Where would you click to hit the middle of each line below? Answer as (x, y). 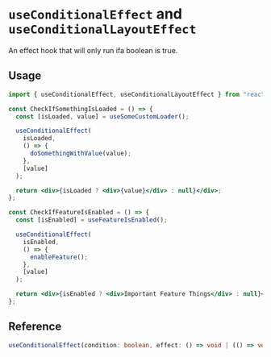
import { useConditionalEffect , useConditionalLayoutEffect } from (124, 94)
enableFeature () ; (59, 257)
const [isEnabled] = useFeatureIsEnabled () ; (92, 220)
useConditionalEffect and (96, 14)
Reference (35, 327)
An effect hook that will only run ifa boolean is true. (93, 50)
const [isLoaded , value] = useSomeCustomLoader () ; (102, 116)
